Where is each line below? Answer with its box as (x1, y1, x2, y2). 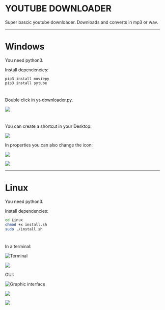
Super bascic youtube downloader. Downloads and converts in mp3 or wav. (5, 19, 159, 25)
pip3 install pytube (5, 81, 48, 85)
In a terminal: (5, 244, 32, 249)
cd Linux (5, 218, 23, 223)
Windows (5, 41, 45, 52)
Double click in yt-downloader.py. (5, 97, 73, 103)
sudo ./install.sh (5, 226, 43, 231)
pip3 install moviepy (5, 76, 50, 81)
